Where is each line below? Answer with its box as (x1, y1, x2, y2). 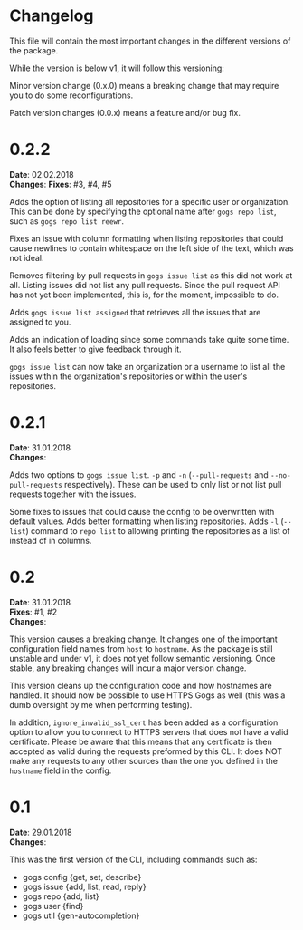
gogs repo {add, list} (22, 890, 99, 902)
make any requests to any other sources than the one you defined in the (9, 755, 279, 766)
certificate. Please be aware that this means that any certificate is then (9, 736, 273, 747)
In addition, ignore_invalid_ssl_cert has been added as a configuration (9, 717, 279, 728)
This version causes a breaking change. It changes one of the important (9, 634, 278, 644)
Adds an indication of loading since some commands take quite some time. (9, 334, 289, 344)
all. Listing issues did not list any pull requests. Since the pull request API (9, 279, 280, 290)
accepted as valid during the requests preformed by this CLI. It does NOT (9, 745, 283, 757)
